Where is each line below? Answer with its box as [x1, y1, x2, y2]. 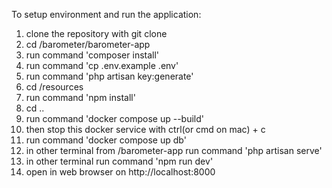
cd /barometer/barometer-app [25, 39, 151, 50]
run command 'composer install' [25, 49, 160, 61]
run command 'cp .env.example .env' [25, 60, 179, 71]
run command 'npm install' [25, 92, 136, 103]
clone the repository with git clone [25, 28, 168, 39]
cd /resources [25, 81, 84, 93]
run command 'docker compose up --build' [25, 113, 204, 124]
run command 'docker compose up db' [25, 134, 187, 146]
